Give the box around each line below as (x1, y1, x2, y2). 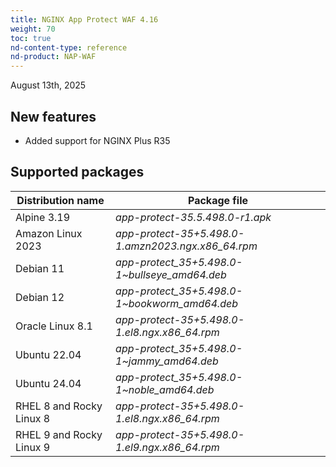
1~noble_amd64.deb (115, 382, 215, 396)
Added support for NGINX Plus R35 (24, 134, 171, 146)
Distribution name (16, 193, 105, 207)
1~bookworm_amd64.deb (115, 296, 239, 310)
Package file (187, 193, 249, 207)
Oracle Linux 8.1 (15, 319, 93, 333)
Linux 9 (15, 440, 51, 454)
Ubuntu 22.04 (15, 347, 82, 361)
